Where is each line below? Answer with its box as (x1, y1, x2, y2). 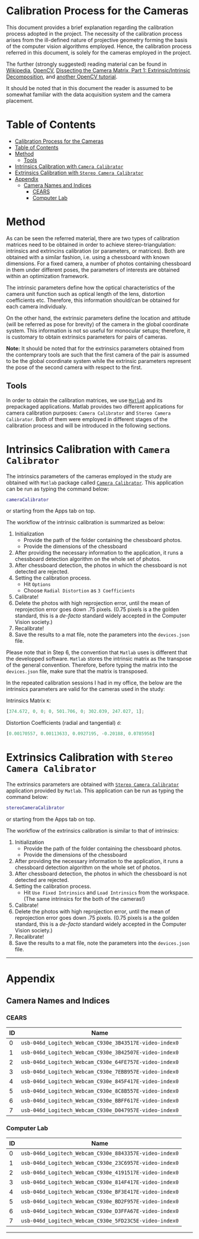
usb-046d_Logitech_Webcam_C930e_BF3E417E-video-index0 (21, 1189, 179, 1196)
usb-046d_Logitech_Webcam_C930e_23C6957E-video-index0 (21, 1160, 179, 1167)
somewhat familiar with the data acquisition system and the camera (6, 91, 171, 98)
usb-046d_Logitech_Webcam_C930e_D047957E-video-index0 (21, 1107, 179, 1113)
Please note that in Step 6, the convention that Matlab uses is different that (6, 649, 188, 656)
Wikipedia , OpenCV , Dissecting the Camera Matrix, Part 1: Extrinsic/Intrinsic (6, 66, 191, 74)
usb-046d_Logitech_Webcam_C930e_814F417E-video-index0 (21, 1179, 179, 1186)
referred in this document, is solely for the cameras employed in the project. (6, 49, 192, 56)
